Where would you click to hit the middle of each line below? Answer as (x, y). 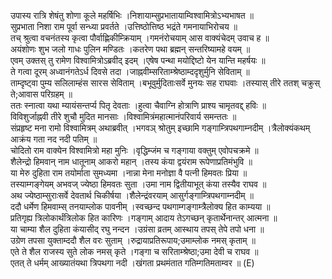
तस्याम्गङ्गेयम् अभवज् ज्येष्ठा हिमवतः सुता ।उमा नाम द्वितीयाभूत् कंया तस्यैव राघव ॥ (138, 184)
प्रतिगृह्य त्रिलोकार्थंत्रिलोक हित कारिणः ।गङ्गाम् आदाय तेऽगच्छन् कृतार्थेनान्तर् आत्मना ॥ (144, 218)
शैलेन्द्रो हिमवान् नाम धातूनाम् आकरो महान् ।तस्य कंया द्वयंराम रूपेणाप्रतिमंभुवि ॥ (131, 161)
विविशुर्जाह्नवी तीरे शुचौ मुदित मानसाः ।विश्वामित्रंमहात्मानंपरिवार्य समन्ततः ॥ (123, 116)
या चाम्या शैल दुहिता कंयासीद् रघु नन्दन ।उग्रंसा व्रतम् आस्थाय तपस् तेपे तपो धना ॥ (137, 229)
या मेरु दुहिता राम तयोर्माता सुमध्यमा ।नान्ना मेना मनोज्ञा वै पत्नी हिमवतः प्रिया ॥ (129, 173)
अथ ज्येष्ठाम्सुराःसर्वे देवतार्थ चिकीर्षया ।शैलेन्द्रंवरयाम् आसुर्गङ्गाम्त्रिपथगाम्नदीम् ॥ (132, 195)
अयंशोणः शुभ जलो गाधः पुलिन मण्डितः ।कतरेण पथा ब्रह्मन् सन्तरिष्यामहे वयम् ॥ (130, 49)
